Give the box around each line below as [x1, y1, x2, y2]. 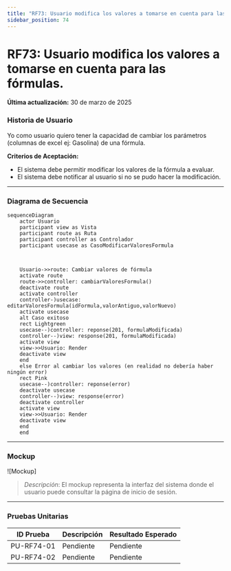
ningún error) [7, 369, 48, 376]
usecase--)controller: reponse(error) [19, 381, 131, 388]
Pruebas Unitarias [7, 512, 69, 521]
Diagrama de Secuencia [7, 196, 89, 206]
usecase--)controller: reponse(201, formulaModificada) [19, 327, 184, 334]
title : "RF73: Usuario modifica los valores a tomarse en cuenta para [7, 10, 214, 17]
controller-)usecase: [19, 297, 81, 303]
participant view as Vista [19, 224, 97, 231]
